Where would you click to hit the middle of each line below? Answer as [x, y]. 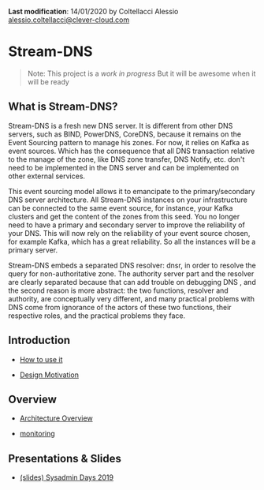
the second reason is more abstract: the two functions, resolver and [118, 290]
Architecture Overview [56, 418]
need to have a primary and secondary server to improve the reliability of [127, 225]
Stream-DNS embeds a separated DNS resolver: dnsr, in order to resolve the [132, 265]
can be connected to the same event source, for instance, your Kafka [121, 208]
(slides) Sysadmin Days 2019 [67, 477]
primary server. [33, 250]
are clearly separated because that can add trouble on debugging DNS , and [132, 282]
